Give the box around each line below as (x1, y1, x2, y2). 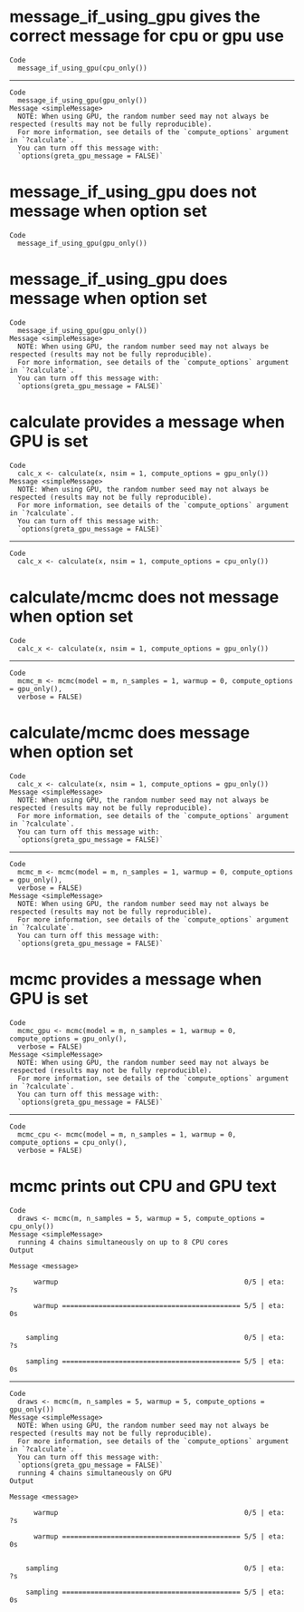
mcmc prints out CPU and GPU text (9, 1176, 277, 1197)
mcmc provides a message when (9, 969, 262, 990)
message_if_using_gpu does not (9, 181, 257, 202)
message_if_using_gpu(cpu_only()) (17, 64, 147, 73)
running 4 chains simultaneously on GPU (17, 1468, 172, 1478)
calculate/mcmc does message (9, 722, 251, 743)
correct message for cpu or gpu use (9, 25, 285, 46)
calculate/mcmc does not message (9, 587, 280, 607)
